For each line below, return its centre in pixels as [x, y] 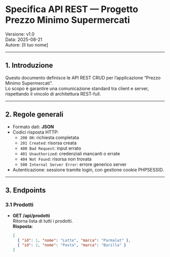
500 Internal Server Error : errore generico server [73, 164]
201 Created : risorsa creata [48, 143]
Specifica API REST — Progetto [72, 9]
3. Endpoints [26, 190]
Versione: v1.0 [20, 34]
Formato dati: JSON [33, 126]
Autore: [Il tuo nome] [27, 45]
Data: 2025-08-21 [24, 39]
